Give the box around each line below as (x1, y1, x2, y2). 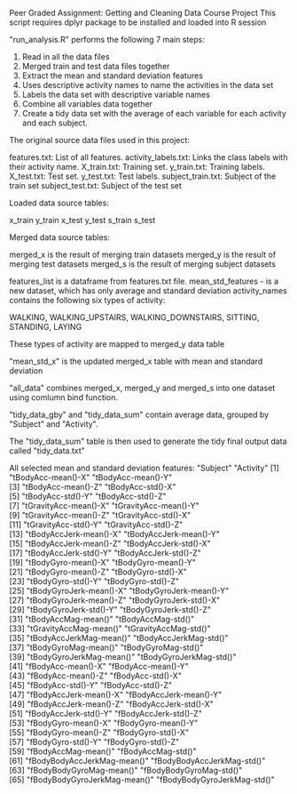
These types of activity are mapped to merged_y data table (9, 339, 225, 349)
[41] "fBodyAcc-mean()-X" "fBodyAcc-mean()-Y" (9, 662, 189, 671)
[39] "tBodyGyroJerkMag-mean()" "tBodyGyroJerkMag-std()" (9, 652, 237, 662)
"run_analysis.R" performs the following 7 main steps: (9, 35, 206, 44)
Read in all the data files (21, 52, 110, 61)
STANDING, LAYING (9, 322, 82, 332)
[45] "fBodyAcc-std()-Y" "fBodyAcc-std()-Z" (9, 680, 173, 690)
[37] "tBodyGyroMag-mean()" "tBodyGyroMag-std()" (9, 642, 204, 653)
